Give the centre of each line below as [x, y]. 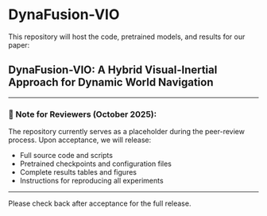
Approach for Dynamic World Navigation [111, 82]
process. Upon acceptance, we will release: [80, 140]
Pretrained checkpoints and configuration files [96, 164]
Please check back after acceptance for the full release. [100, 203]
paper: [19, 44]
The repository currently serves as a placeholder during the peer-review [126, 132]
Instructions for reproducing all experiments [92, 181]
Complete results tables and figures [78, 172]
